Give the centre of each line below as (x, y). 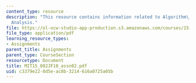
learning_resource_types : (37, 39)
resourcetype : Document (35, 60)
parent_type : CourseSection (40, 55)
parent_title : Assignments (39, 50)
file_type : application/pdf (40, 33)
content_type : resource (35, 11)
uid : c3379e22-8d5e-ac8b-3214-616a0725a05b (60, 71)
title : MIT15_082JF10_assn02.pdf (47, 66)
